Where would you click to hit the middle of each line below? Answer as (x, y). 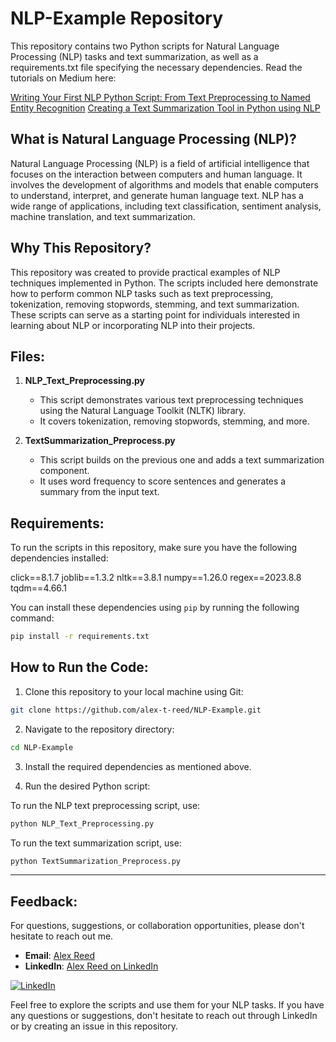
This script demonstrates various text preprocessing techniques (171, 400)
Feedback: (44, 901)
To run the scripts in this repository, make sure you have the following (154, 548)
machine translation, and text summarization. (103, 216)
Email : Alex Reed (59, 956)
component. (64, 471)
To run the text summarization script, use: (96, 843)
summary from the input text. (99, 492)
